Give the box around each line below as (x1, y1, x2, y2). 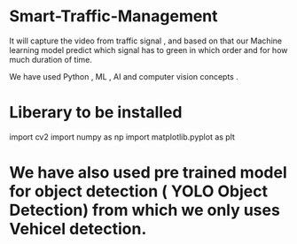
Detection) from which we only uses (9, 201, 281, 220)
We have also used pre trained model (9, 163, 288, 183)
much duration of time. (9, 54, 93, 65)
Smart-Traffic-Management (9, 6, 219, 27)
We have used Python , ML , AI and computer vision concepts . (9, 71, 239, 81)
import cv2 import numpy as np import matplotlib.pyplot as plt (9, 131, 235, 142)
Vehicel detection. (9, 219, 147, 240)
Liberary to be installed (9, 103, 183, 123)
